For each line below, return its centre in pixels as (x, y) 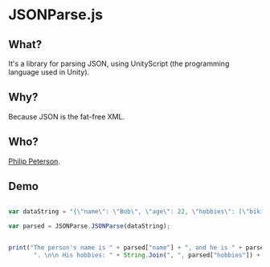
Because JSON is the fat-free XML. (67, 116)
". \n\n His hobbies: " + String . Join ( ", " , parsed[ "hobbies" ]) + (147, 255)
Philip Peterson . (34, 161)
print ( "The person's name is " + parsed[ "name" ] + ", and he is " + (125, 248)
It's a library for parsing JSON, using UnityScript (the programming (119, 63)
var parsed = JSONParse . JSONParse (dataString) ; (90, 226)
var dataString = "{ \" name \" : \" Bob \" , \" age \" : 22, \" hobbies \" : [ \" (129, 212)
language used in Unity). (49, 72)
